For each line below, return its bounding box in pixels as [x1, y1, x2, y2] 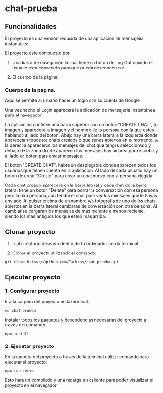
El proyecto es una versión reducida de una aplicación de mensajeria [5, 35, 144, 41]
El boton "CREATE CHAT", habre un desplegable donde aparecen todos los [5, 162, 156, 168]
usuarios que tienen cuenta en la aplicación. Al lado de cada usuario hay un [5, 167, 158, 174]
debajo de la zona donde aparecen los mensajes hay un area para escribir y [5, 148, 158, 154]
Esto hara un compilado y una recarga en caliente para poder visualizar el [5, 377, 154, 383]
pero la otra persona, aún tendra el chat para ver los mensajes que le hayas [5, 193, 158, 199]
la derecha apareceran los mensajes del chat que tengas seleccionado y [5, 142, 151, 148]
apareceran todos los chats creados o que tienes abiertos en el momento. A [5, 138, 158, 143]
